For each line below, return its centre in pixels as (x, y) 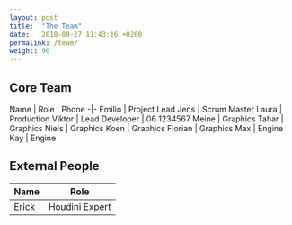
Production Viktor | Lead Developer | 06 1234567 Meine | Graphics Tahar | (147, 119)
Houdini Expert (80, 206)
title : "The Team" (46, 26)
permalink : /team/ (44, 43)
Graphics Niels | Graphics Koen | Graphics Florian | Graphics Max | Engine (146, 128)
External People (55, 166)
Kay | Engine (33, 138)
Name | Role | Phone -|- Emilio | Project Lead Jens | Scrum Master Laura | (146, 109)
